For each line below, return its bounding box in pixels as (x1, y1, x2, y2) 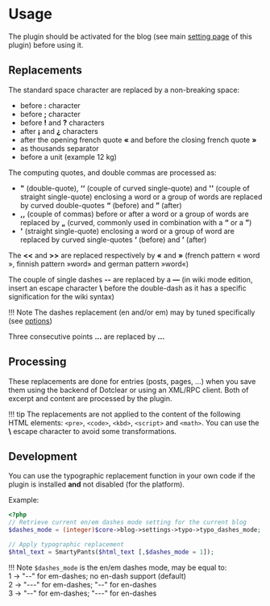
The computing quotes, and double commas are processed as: (8, 167, 217, 178)
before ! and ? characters (19, 118, 105, 127)
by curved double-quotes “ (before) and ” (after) (19, 200, 183, 210)
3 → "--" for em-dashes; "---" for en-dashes (8, 588, 157, 598)
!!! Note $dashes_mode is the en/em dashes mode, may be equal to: (8, 562, 227, 572)
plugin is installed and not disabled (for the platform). (8, 479, 185, 489)
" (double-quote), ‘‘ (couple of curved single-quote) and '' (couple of (19, 183, 250, 193)
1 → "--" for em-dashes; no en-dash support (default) (8, 570, 187, 581)
